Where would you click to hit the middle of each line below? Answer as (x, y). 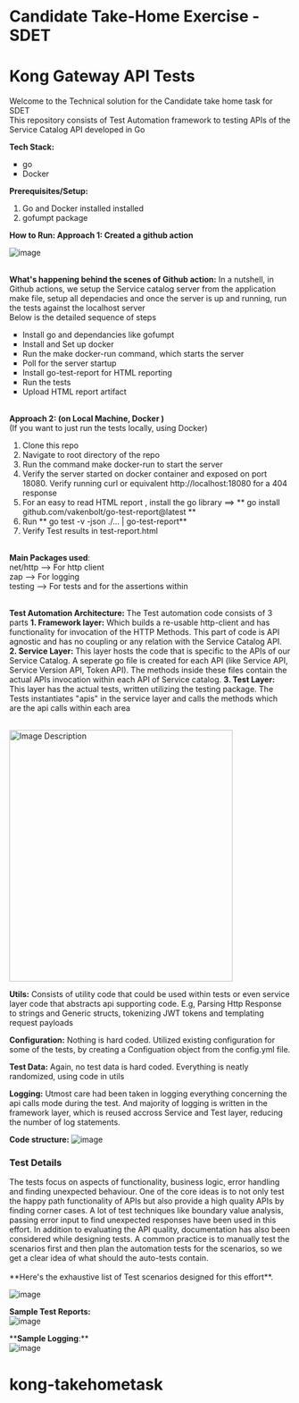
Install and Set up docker (68, 344)
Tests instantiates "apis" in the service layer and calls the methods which (144, 698)
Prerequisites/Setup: (49, 191)
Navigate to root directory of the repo (91, 455)
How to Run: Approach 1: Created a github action (101, 235)
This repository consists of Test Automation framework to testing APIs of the (150, 120)
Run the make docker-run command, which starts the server (133, 354)
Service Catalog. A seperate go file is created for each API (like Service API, (149, 661)
